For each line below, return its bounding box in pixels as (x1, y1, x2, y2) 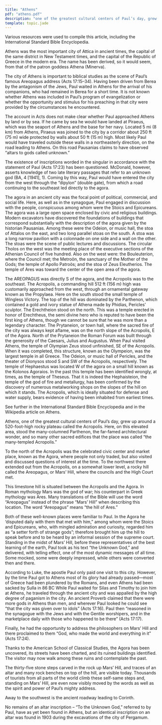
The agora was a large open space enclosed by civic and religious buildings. (5, 210, 158, 216)
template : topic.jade (5, 20, 49, 26)
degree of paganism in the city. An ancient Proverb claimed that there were (5, 595, 155, 601)
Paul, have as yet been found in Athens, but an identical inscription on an (5, 709, 150, 715)
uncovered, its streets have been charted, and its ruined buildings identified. (5, 650, 157, 656)
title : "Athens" (5, 7, 38, 12)
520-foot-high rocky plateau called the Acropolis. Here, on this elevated (5, 424, 148, 429)
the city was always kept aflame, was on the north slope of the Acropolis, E (5, 328, 155, 333)
